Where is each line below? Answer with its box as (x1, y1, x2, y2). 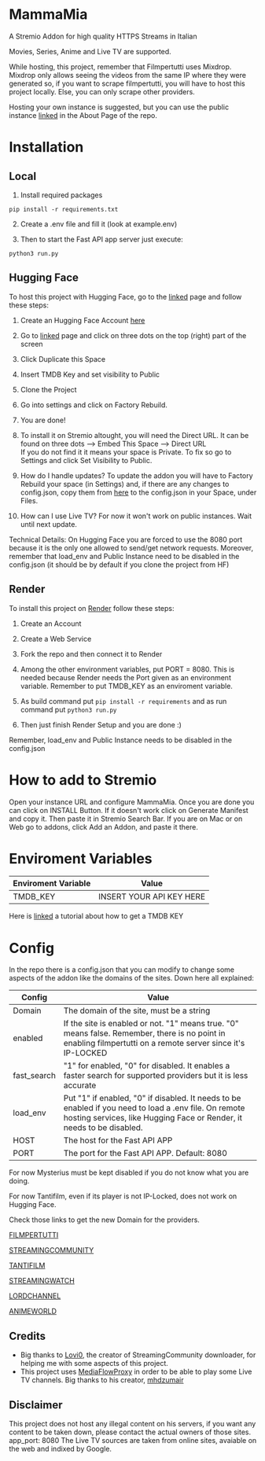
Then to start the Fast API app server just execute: (20, 234, 183, 244)
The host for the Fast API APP (63, 1135, 173, 1146)
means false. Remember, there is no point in (63, 1028, 226, 1039)
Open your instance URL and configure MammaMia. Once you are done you (9, 797, 255, 807)
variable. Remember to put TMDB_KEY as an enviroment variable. (20, 681, 233, 690)
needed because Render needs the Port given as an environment (20, 672, 231, 682)
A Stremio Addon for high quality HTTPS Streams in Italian (9, 31, 197, 41)
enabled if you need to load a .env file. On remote (63, 1102, 245, 1113)
